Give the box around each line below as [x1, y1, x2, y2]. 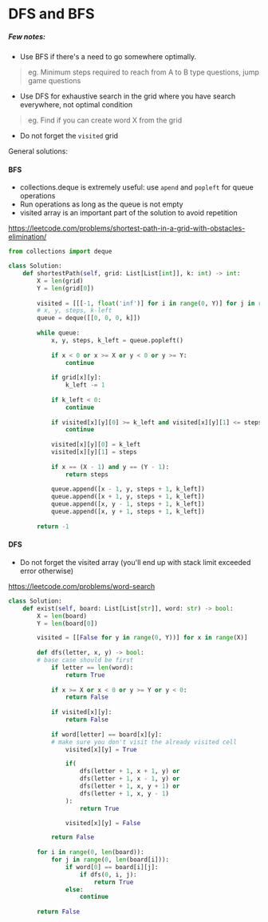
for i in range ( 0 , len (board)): [37, 848, 145, 856]
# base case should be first [37, 656, 134, 664]
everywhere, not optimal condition [19, 100, 133, 110]
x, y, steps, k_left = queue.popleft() [50, 336, 183, 344]
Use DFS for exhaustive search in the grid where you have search [19, 91, 236, 101]
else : [65, 885, 84, 893]
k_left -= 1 [65, 381, 105, 389]
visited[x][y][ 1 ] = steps [50, 448, 137, 456]
